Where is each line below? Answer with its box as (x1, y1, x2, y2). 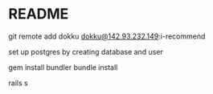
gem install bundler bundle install (8, 62, 118, 72)
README (8, 5, 69, 23)
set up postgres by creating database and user (8, 47, 163, 56)
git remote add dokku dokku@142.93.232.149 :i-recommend (8, 31, 206, 41)
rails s (8, 78, 28, 88)
